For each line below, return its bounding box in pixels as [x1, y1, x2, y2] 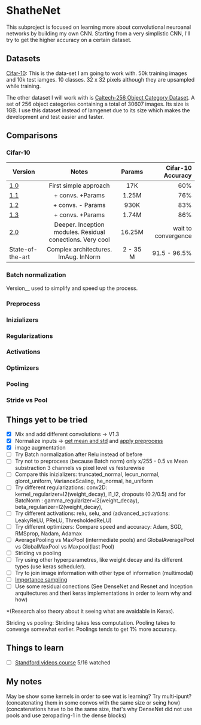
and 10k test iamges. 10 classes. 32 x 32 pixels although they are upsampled [6, 76, 195, 83]
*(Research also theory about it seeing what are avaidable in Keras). [6, 607, 175, 615]
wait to [172, 224, 192, 233]
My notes [6, 676, 42, 687]
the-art [9, 253, 30, 261]
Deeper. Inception [54, 220, 105, 229]
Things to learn [6, 643, 64, 653]
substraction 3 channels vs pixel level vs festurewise [14, 465, 145, 472]
